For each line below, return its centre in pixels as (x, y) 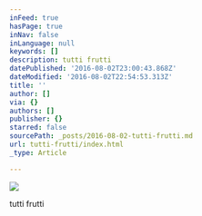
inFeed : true (34, 18)
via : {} (24, 102)
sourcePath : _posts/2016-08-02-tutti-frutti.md (101, 136)
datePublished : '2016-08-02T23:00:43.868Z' (93, 69)
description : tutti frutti (61, 60)
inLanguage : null (42, 43)
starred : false (38, 128)
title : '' (28, 85)
